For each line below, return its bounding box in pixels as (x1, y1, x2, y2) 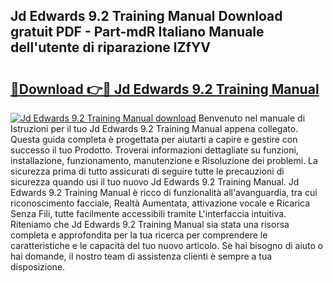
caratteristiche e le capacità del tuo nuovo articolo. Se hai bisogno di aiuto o (10, 240, 324, 251)
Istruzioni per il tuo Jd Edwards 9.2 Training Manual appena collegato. (10, 123, 299, 134)
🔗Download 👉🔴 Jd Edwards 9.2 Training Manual (10, 80, 320, 98)
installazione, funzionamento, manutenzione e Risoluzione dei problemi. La (10, 155, 318, 166)
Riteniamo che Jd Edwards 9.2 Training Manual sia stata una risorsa (10, 219, 290, 230)
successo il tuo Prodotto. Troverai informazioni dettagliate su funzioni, (10, 144, 299, 156)
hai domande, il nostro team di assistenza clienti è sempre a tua (10, 250, 273, 262)
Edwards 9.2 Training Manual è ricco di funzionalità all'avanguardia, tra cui (10, 187, 318, 198)
